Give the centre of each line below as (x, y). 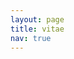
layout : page (37, 19)
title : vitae (37, 29)
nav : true (31, 38)
